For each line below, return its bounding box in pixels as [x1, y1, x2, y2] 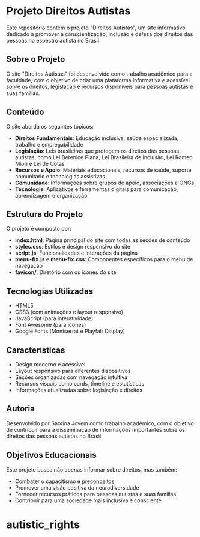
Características [6, 345, 65, 355]
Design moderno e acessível [14, 361, 86, 368]
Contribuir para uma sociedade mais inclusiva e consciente [14, 497, 162, 504]
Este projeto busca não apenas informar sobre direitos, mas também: [6, 466, 177, 473]
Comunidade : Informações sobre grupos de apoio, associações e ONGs [14, 179, 195, 186]
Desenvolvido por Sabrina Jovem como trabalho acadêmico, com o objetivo [6, 419, 194, 427]
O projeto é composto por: [6, 225, 72, 232]
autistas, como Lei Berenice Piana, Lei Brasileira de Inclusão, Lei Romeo [14, 153, 193, 160]
